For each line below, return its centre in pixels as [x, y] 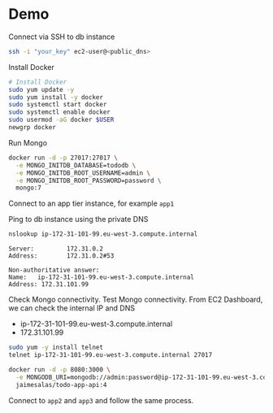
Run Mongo [28, 142]
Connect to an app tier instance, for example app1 [91, 203]
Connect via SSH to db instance [62, 37]
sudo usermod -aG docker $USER [61, 120]
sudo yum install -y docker [56, 97]
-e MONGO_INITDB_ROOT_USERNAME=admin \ [83, 173]
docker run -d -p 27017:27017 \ [63, 158]
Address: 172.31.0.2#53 [61, 256]
